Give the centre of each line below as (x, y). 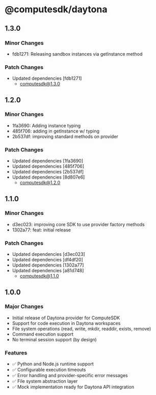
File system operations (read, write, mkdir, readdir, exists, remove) (82, 328)
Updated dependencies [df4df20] (48, 260)
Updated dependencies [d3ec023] (48, 254)
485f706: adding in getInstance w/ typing (56, 131)
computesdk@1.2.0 (40, 183)
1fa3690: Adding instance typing (46, 125)
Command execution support (43, 334)
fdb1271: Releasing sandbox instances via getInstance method (77, 54)
